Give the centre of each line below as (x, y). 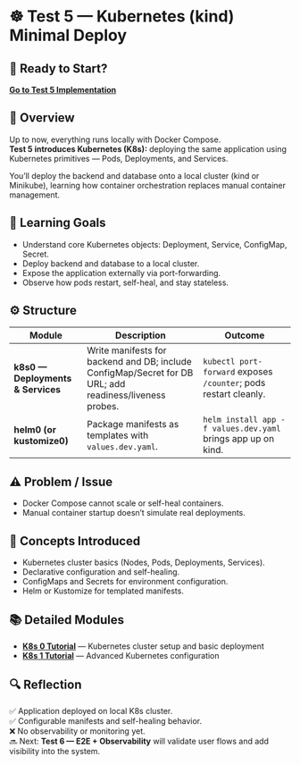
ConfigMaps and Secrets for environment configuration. (125, 582)
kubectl (219, 362)
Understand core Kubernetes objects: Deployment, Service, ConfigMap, (154, 244)
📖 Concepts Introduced (75, 541)
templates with (118, 435)
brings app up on (239, 439)
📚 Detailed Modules (67, 620)
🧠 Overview (42, 118)
